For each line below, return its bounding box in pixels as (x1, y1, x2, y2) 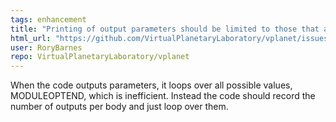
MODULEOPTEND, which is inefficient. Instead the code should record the (10, 90, 316, 102)
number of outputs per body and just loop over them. (10, 101, 229, 113)
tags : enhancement (10, 14, 87, 25)
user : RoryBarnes (10, 42, 83, 53)
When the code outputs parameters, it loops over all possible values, (10, 79, 293, 91)
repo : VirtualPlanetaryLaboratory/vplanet (10, 52, 190, 62)
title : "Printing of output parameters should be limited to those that (10, 24, 320, 34)
